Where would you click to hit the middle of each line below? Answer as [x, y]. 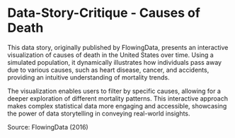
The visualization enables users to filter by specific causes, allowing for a [114, 91]
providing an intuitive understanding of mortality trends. [88, 77]
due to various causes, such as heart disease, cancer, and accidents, [108, 70]
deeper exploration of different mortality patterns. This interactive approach [118, 98]
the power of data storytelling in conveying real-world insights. [99, 113]
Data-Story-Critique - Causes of [104, 13]
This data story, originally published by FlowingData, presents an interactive [118, 47]
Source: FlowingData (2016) [48, 127]
